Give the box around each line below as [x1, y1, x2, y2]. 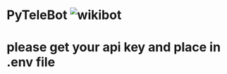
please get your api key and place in [6, 39, 221, 56]
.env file [6, 54, 56, 70]
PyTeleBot [6, 7, 68, 23]
